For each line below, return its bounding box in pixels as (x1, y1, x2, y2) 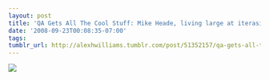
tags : (8, 34, 26, 42)
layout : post (8, 11, 52, 20)
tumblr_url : (8, 42, 48, 50)
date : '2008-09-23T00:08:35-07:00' (8, 26, 127, 34)
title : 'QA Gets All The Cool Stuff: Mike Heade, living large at (8, 19, 235, 27)
